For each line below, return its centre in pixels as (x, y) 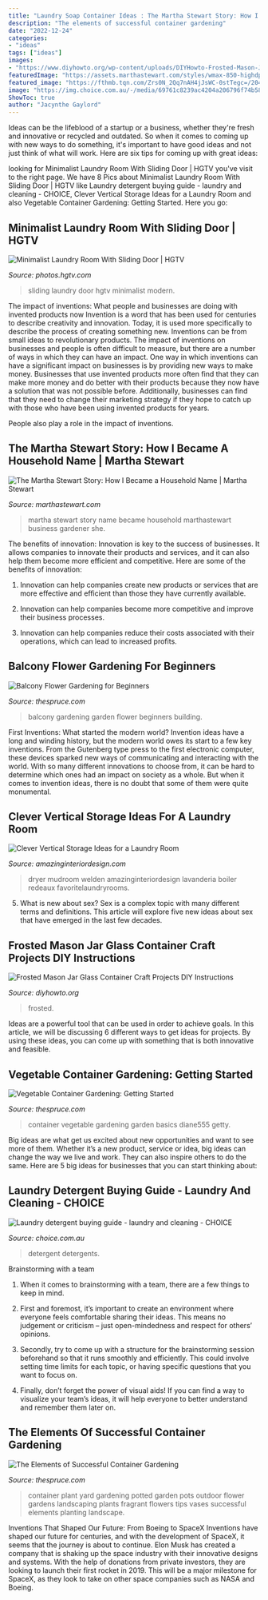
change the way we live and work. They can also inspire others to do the (128, 1157)
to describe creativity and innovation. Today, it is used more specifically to (130, 323)
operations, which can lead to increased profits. (98, 641)
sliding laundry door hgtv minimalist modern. (101, 290)
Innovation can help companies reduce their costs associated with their (137, 632)
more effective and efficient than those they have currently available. (133, 593)
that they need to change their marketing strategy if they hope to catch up (130, 399)
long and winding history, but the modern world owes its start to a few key (130, 740)
